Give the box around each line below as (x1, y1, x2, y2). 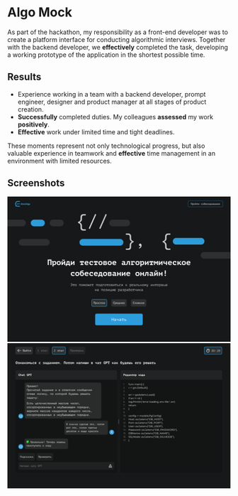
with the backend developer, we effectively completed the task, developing (7, 43, 229, 51)
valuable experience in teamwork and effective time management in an (7, 149, 216, 157)
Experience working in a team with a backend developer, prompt (17, 90, 206, 98)
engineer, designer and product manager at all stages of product (17, 97, 207, 106)
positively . (17, 120, 50, 129)
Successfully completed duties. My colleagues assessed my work (17, 112, 214, 121)
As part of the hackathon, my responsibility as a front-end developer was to (7, 28, 229, 36)
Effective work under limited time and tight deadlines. (17, 127, 175, 136)
